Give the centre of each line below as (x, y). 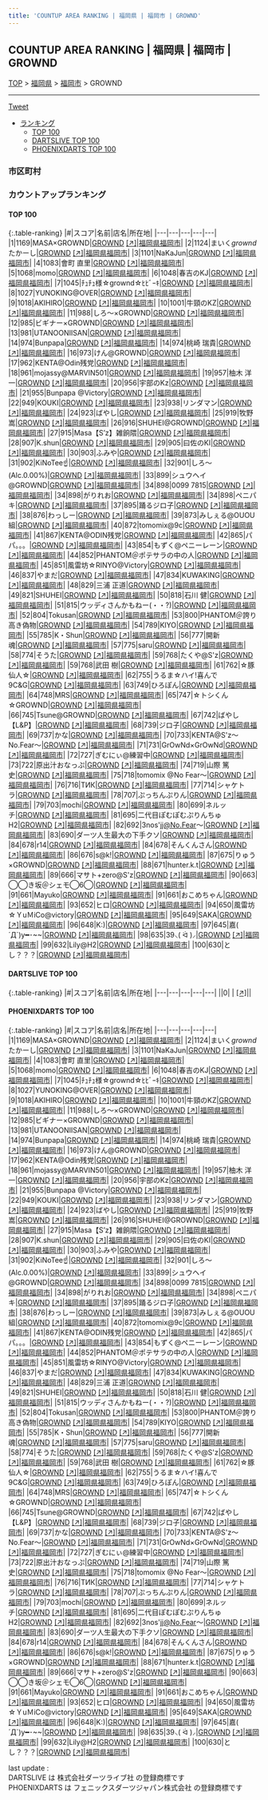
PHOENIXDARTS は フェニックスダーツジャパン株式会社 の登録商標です (126, 1787)
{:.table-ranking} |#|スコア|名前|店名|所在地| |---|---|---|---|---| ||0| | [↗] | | (130, 993)
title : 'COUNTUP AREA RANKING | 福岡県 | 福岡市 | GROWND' (105, 16)
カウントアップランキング (57, 195)
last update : (29, 1768)
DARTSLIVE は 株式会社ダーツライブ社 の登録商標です (97, 1777)
